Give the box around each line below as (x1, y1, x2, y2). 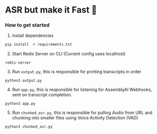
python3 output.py (5, 78, 42, 83)
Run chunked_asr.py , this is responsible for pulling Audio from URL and (12, 110, 153, 116)
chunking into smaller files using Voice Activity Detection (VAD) (12, 115, 139, 121)
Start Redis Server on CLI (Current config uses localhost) (12, 51, 126, 57)
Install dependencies (12, 33, 54, 38)
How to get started (5, 22, 50, 29)
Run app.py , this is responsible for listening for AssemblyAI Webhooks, (12, 87, 152, 93)
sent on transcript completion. (12, 92, 72, 98)
